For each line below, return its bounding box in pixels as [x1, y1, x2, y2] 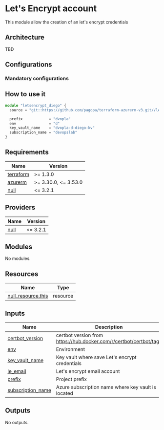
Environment [56, 346, 85, 353]
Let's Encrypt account [5, 3, 97, 14]
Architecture [5, 33, 45, 42]
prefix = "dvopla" [9, 116, 71, 121]
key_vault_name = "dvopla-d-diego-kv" [9, 126, 95, 130]
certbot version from [56, 332, 103, 339]
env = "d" [9, 121, 60, 126]
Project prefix [56, 376, 87, 383]
